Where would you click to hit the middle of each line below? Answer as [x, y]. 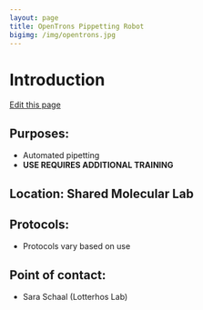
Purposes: [40, 133]
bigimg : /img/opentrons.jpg [63, 35]
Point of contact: [58, 275]
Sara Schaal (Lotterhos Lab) [75, 297]
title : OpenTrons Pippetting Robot [77, 26]
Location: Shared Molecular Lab [101, 193]
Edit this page [35, 105]
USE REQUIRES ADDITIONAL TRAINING [98, 165]
